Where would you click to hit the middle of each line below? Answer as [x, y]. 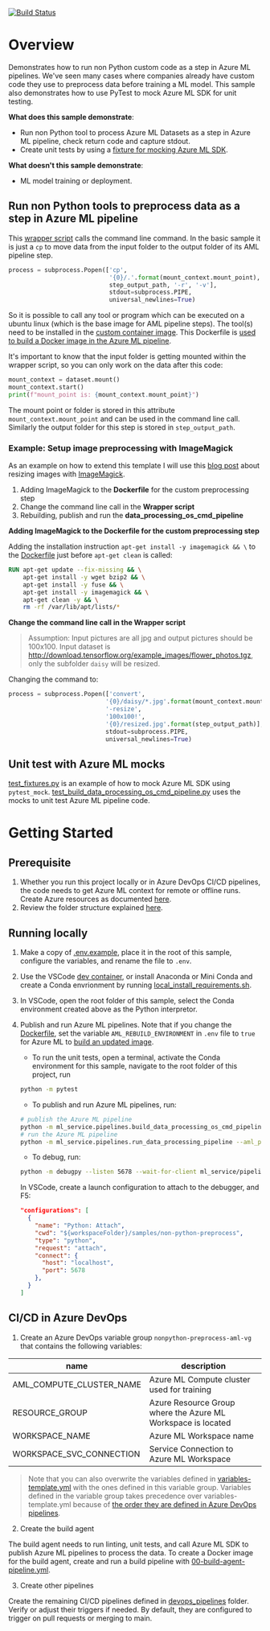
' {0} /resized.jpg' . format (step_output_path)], [185, 724]
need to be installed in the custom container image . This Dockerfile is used [132, 332]
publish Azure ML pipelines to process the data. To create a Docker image [131, 1552]
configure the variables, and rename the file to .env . [106, 961]
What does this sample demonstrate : [71, 117]
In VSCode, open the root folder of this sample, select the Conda [127, 1001]
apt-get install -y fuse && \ [74, 585]
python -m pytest [49, 1089]
